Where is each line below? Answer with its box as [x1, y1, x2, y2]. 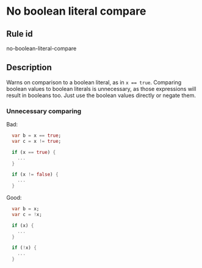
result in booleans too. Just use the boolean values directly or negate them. [6, 92, 197, 99]
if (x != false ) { [12, 172, 59, 178]
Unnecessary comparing [6, 107, 82, 115]
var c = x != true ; [12, 138, 62, 144]
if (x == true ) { [12, 149, 56, 155]
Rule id [6, 29, 33, 39]
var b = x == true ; [12, 132, 62, 139]
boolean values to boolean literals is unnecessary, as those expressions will [6, 85, 197, 92]
